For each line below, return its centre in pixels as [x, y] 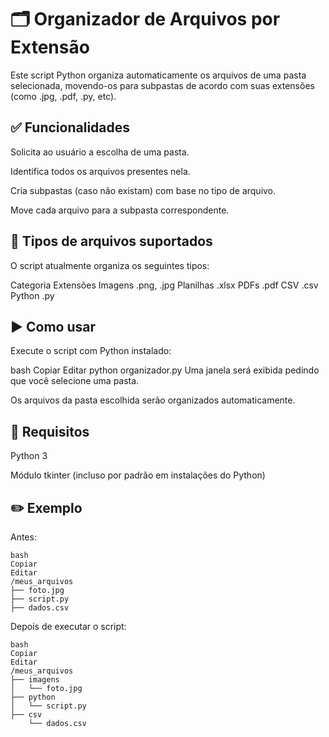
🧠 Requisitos [50, 431]
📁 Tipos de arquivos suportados [111, 241]
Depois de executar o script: [68, 626]
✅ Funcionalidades [70, 127]
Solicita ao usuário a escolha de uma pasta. [100, 152]
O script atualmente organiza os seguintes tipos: [110, 265]
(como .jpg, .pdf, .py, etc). [63, 96]
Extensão [50, 47]
